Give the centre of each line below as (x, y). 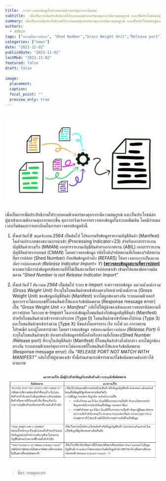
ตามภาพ (19, 363)
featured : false (22, 63)
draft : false (19, 68)
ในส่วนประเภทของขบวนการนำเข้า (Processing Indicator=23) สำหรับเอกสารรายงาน (84, 241)
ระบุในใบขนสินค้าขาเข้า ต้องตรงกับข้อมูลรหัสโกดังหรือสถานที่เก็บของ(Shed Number (82, 335)
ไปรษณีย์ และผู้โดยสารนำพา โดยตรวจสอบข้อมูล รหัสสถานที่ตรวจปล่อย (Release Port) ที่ (86, 329)
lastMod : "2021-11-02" (28, 58)
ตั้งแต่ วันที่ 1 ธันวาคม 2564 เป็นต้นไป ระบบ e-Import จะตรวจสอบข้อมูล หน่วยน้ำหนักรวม (86, 284)
